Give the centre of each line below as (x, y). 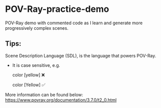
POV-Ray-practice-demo (57, 9)
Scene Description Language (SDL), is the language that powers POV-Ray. (81, 55)
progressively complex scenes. (37, 28)
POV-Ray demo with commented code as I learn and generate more (74, 23)
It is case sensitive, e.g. (36, 65)
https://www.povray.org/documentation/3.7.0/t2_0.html (61, 100)
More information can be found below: (44, 95)
